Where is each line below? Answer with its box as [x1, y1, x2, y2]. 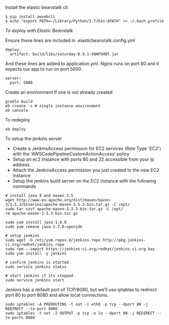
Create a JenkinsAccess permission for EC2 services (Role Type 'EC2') [12, 145, 161, 152]
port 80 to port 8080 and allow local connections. [5, 292, 109, 298]
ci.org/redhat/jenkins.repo [5, 242, 65, 247]
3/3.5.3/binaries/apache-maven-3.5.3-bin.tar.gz [5, 202, 110, 207]
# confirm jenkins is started [5, 260, 69, 265]
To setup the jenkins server [5, 136, 62, 141]
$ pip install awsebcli [5, 14, 56, 19]
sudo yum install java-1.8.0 [5, 220, 67, 225]
